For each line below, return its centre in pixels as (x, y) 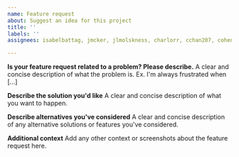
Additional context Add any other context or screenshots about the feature (118, 139)
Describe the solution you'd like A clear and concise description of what (115, 96)
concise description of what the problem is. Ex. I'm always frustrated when (117, 75)
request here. (27, 146)
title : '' (22, 27)
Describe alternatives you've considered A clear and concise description (116, 117)
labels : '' (23, 34)
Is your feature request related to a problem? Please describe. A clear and (118, 67)
